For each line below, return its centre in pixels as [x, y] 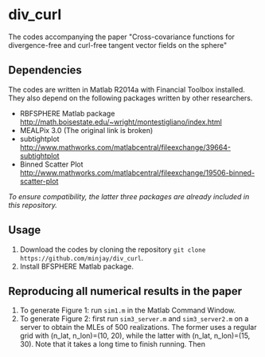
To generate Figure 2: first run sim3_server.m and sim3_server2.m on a [134, 319]
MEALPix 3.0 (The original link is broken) [86, 130]
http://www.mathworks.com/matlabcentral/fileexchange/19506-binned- [137, 172]
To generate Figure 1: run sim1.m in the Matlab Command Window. [128, 310]
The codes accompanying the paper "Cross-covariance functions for [121, 37]
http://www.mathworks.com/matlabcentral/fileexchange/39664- [125, 147]
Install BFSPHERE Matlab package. [76, 266]
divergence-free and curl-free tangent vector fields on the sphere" [118, 45]
